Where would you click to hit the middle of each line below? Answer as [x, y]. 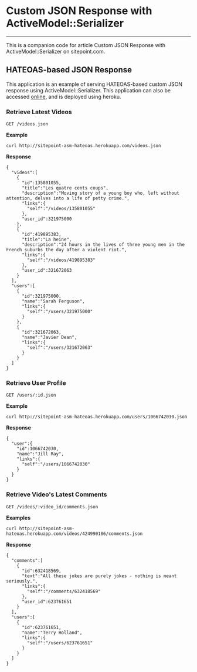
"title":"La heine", [47, 239]
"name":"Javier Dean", [49, 337]
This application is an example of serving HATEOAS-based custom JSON [94, 84]
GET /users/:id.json [31, 395]
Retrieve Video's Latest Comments [57, 494]
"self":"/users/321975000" [60, 312]
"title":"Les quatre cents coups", [65, 188]
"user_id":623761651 [47, 601]
